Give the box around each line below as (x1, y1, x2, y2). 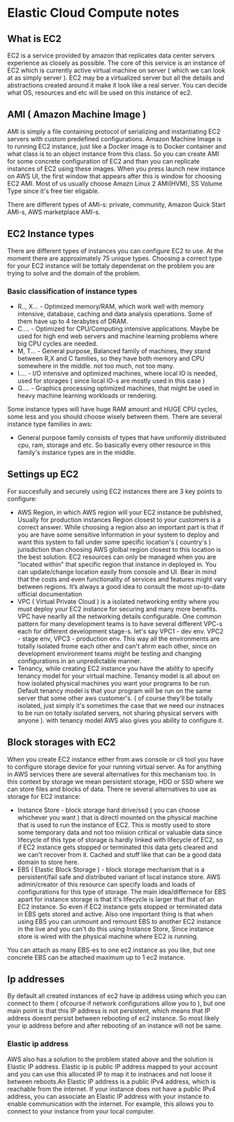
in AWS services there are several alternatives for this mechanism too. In (7, 769, 217, 778)
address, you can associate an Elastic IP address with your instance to (7, 1092, 210, 1100)
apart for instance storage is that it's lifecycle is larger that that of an (17, 895, 214, 903)
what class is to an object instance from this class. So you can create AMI (7, 149, 219, 158)
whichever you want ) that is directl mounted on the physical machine (17, 813, 218, 821)
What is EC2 (7, 33, 61, 45)
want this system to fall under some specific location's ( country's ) (17, 537, 212, 546)
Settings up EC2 (7, 469, 79, 481)
